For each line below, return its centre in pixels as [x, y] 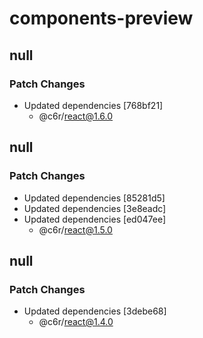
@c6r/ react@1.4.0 [76, 322]
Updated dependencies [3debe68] [95, 311]
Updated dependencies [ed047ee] [95, 219]
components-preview [101, 18]
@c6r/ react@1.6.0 [76, 116]
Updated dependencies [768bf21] [93, 105]
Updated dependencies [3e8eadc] [95, 208]
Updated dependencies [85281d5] [94, 198]
